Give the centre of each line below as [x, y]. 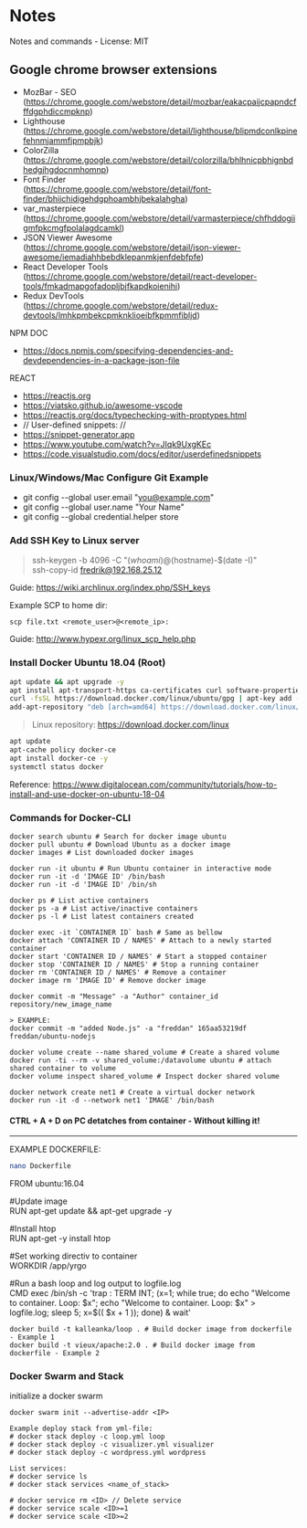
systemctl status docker [57, 767]
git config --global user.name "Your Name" [103, 507]
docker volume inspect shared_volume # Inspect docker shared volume [145, 1076]
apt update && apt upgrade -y [67, 681]
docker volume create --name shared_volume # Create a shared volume [145, 1052]
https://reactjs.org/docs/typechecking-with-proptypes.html [134, 415]
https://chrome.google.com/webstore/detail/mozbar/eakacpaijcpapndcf [161, 101]
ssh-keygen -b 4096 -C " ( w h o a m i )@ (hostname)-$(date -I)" [144, 560]
